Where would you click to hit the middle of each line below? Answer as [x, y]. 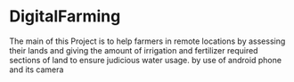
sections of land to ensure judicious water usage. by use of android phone [146, 60]
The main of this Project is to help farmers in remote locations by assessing [147, 41]
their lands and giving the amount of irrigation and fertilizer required [134, 50]
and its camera [37, 70]
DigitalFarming [65, 16]
